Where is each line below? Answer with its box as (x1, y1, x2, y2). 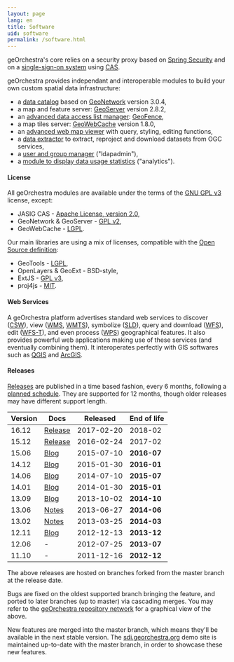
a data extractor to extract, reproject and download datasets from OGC (17, 135, 222, 144)
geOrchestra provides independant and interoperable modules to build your (7, 76, 226, 85)
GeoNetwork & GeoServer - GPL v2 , (17, 217, 122, 226)
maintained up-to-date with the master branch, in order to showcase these (7, 640, 223, 649)
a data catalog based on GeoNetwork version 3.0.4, (17, 97, 167, 106)
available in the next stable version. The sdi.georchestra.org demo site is (7, 633, 217, 641)
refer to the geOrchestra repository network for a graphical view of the (7, 604, 212, 613)
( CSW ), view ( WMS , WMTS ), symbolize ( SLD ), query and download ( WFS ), (7, 320, 223, 329)
